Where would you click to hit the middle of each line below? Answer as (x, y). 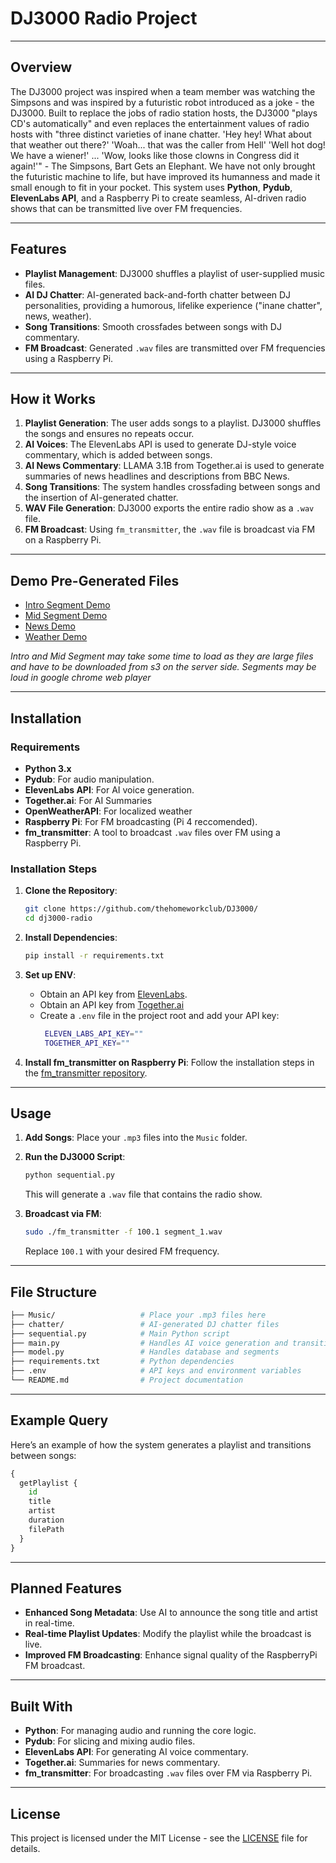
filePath (46, 1529)
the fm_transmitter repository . (86, 1073)
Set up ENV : (50, 974)
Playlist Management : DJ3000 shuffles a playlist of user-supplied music (174, 273)
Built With (41, 1706)
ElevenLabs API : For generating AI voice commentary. (136, 1752)
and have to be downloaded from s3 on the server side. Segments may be (163, 667)
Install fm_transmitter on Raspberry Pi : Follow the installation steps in (169, 1062)
